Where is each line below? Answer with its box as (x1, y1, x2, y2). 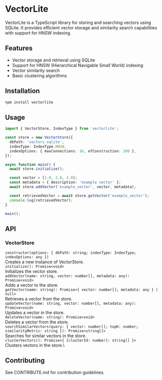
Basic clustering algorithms (12, 72, 67, 79)
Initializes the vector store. (5, 269, 59, 274)
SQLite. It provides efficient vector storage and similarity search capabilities (5, 24, 158, 30)
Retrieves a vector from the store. (5, 296, 73, 302)
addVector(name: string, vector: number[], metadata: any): (5, 274, 130, 279)
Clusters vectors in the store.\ (5, 342, 65, 348)
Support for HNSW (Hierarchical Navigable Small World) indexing (12, 62, 143, 68)
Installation (5, 87, 40, 95)
